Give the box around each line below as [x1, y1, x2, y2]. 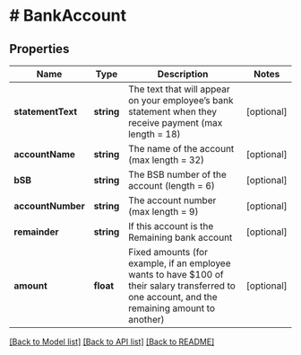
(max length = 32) [128, 154, 204, 166]
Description [157, 68, 209, 80]
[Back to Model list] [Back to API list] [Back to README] [9, 336, 215, 347]
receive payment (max [128, 117, 223, 129]
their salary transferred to [128, 280, 236, 292]
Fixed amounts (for [128, 246, 209, 258]
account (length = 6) [128, 180, 215, 191]
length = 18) [128, 128, 181, 140]
